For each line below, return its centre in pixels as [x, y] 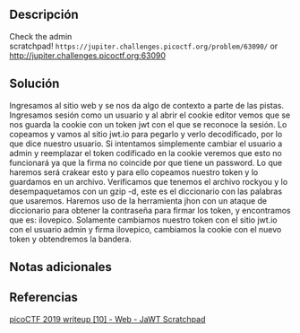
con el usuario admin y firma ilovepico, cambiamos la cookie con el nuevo [146, 229]
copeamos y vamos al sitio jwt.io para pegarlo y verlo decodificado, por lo [146, 134]
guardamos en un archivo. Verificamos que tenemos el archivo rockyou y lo [149, 181]
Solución [34, 84]
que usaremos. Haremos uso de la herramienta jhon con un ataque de [138, 200]
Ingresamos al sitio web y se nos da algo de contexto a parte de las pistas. [147, 105]
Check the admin [41, 36]
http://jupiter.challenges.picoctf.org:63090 [88, 55]
